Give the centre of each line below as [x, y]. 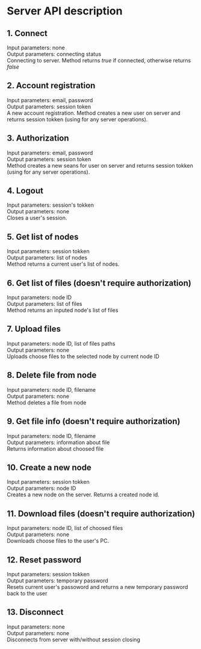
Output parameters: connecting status [54, 54]
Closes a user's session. [37, 218]
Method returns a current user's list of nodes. [63, 264]
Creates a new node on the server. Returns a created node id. [83, 495]
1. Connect [27, 33]
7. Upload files [34, 329]
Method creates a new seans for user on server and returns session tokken [100, 165]
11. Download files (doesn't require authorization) [101, 513]
